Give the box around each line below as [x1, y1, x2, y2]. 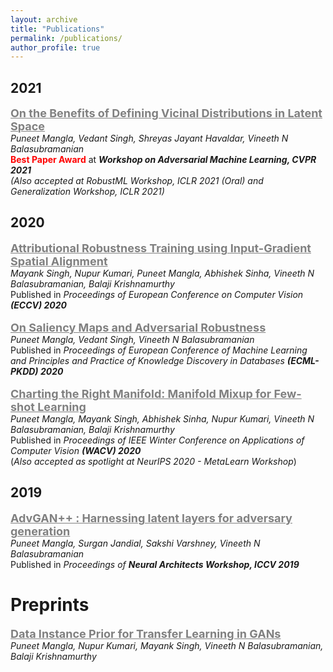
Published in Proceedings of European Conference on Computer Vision [10, 288, 304, 300]
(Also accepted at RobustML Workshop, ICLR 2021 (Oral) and [10, 175, 264, 187]
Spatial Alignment [10, 254, 108, 268]
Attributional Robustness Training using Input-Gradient [10, 241, 312, 255]
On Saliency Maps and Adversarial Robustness [10, 320, 267, 335]
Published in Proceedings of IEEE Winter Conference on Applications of [10, 434, 305, 446]
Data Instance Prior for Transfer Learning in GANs [10, 626, 282, 641]
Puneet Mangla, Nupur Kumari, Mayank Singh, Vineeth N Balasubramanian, [10, 639, 324, 651]
